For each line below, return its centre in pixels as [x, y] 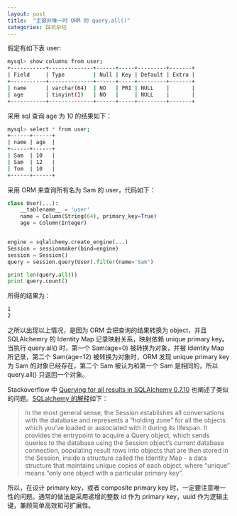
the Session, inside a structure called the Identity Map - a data [116, 458]
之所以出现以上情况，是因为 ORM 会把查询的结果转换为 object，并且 [107, 330]
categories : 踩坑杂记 [37, 27]
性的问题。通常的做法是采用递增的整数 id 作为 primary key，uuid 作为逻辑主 [118, 496]
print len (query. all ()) [43, 275]
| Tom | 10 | [31, 169]
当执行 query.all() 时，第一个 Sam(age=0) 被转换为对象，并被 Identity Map [116, 348]
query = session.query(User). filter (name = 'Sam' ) [81, 262]
